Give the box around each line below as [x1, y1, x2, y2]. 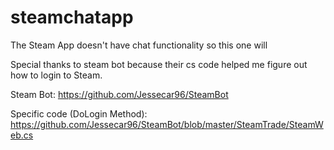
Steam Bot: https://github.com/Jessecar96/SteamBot [10, 88, 229, 100]
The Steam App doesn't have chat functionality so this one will [10, 39, 268, 51]
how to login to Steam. [10, 69, 103, 81]
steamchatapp [10, 6, 134, 29]
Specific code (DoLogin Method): [10, 107, 148, 120]
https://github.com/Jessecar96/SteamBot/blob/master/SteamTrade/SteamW [10, 118, 324, 130]
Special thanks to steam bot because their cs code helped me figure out [10, 58, 308, 70]
